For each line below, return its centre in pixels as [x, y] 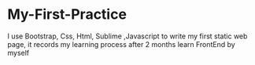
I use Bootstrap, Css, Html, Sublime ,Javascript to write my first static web [128, 36]
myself [18, 52]
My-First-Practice [67, 14]
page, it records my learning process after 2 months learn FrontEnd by [121, 44]
